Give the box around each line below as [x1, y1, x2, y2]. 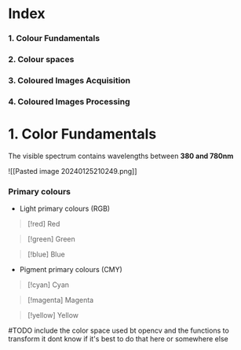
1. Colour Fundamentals [8, 33, 100, 44]
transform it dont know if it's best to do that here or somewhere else [8, 334, 229, 344]
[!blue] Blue [27, 249, 65, 260]
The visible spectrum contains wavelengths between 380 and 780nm [8, 151, 234, 160]
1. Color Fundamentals [8, 125, 157, 143]
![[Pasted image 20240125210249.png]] [8, 166, 137, 175]
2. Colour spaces [8, 54, 75, 65]
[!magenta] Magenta [27, 296, 94, 305]
